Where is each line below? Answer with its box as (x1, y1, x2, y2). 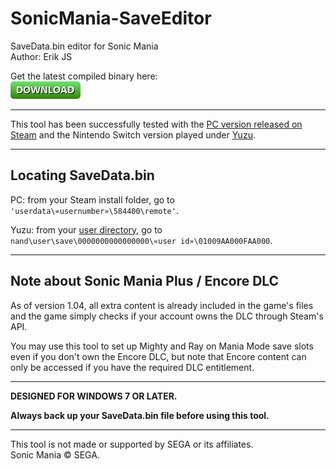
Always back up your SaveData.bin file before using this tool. (10, 409, 270, 421)
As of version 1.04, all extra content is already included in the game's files (10, 299, 314, 311)
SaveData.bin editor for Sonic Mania (10, 40, 159, 52)
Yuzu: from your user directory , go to (10, 223, 163, 236)
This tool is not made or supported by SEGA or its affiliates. (10, 438, 254, 450)
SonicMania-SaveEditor (10, 7, 212, 30)
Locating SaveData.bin (10, 167, 155, 184)
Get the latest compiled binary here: (10, 70, 158, 82)
